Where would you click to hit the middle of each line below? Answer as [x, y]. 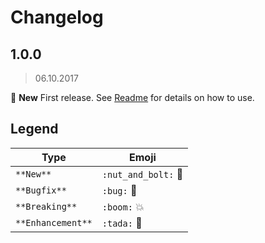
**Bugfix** [41, 190]
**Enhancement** [54, 222]
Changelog [57, 17]
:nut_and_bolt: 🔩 [142, 174]
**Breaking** [46, 206]
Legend [34, 129]
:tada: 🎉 [122, 223]
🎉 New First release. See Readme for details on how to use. [132, 97]
